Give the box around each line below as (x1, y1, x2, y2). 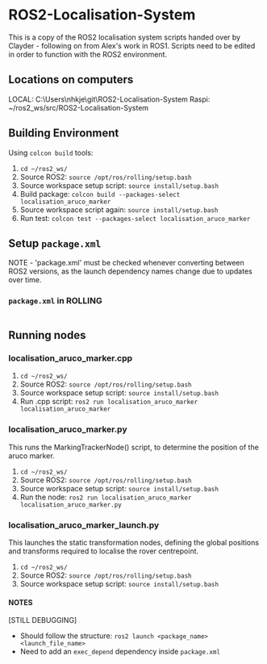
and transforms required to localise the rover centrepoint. (8, 546, 199, 556)
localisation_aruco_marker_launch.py (8, 519, 160, 530)
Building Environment (8, 127, 119, 140)
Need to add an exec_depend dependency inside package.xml (19, 647, 220, 657)
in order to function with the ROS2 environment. (8, 49, 168, 59)
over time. (8, 275, 42, 285)
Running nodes (8, 328, 86, 342)
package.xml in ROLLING (8, 295, 102, 307)
